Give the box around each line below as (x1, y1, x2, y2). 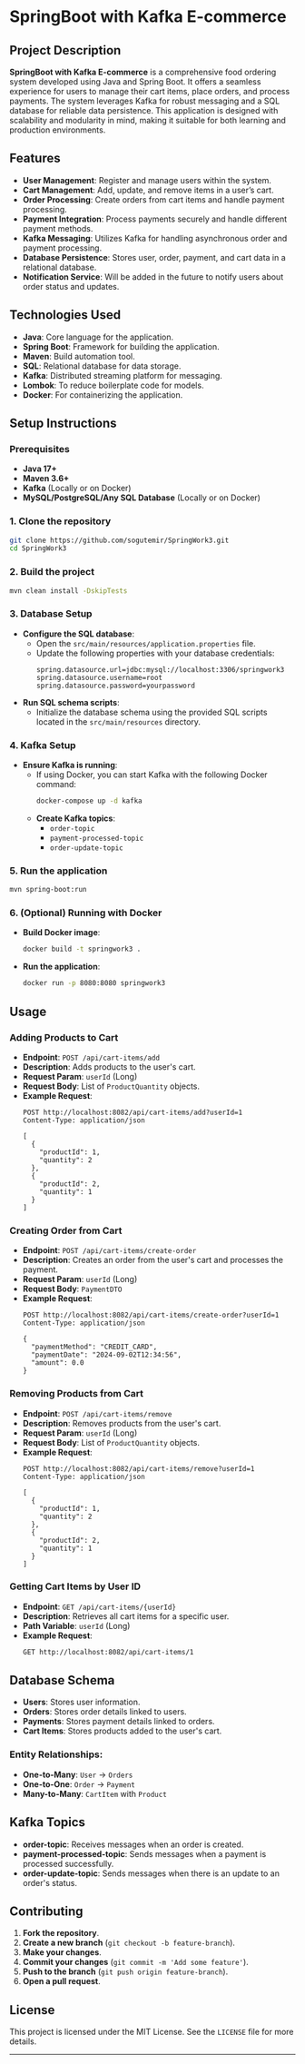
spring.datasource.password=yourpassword (35, 681, 195, 690)
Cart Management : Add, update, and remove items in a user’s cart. (22, 184, 274, 195)
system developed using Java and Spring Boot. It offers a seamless (9, 76, 261, 87)
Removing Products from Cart (9, 1388, 143, 1400)
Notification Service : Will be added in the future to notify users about (22, 271, 284, 282)
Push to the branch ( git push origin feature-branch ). (22, 1966, 229, 1977)
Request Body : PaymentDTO (22, 1283, 123, 1295)
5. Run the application (9, 864, 108, 877)
